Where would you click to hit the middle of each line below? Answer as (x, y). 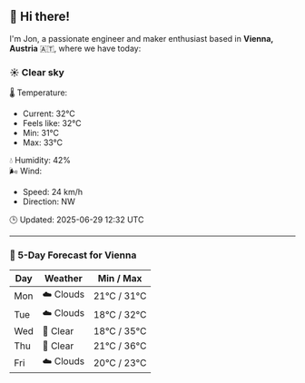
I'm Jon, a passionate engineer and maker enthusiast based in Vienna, (142, 38)
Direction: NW (49, 201)
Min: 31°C (40, 133)
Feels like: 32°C (52, 123)
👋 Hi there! (40, 17)
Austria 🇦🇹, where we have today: (75, 48)
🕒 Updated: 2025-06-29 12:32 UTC (77, 220)
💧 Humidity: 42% (40, 161)
